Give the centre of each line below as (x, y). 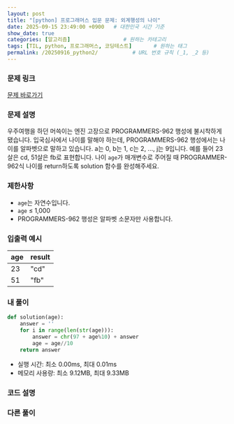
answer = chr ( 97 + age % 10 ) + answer (86, 337)
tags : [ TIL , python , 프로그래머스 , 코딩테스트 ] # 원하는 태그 (97, 46)
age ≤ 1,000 (34, 210)
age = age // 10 (53, 343)
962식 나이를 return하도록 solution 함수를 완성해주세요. (83, 166)
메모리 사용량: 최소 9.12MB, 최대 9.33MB (73, 373)
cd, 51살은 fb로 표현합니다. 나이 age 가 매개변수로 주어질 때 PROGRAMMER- (124, 157)
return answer (40, 350)
